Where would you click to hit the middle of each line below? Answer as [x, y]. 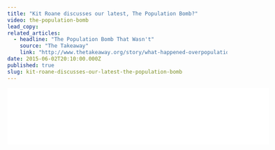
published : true [31, 65]
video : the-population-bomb [48, 20]
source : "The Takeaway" [54, 46]
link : [28, 53]
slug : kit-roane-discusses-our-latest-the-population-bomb [95, 72]
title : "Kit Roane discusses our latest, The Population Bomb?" [103, 14]
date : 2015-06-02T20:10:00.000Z [54, 59]
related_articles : [34, 33]
